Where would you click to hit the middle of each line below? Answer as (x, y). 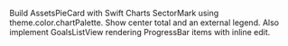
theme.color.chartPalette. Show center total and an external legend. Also (144, 23)
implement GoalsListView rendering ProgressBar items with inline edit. (140, 32)
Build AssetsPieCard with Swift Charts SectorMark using (114, 13)
